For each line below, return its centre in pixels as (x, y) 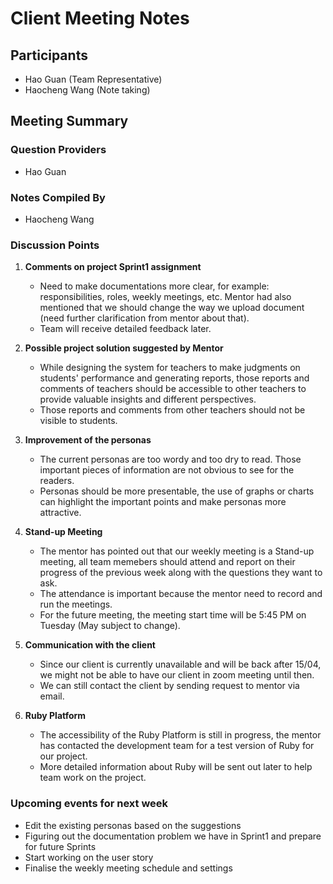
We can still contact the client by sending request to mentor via (169, 686)
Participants (49, 55)
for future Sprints (60, 846)
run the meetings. (76, 604)
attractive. (60, 513)
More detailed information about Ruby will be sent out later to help (176, 767)
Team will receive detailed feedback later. (125, 329)
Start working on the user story (89, 857)
